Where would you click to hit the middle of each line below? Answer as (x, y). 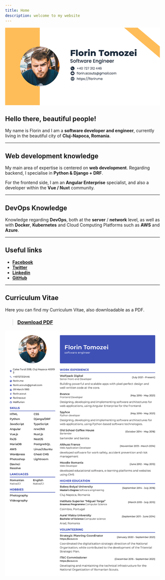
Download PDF (35, 322)
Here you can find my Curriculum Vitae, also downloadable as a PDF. (75, 309)
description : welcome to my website (42, 15)
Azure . (12, 230)
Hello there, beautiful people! (51, 119)
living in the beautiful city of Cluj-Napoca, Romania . (58, 136)
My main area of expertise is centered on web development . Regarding (77, 168)
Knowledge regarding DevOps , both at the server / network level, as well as (82, 219)
